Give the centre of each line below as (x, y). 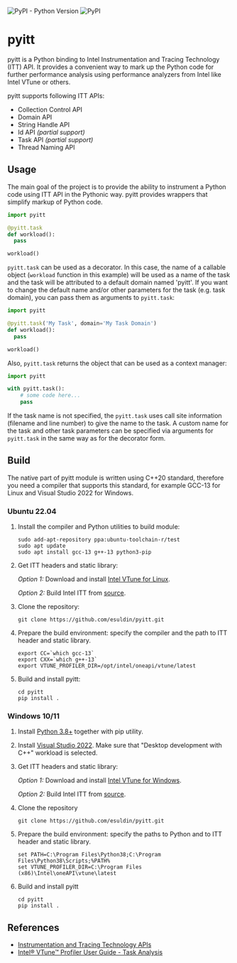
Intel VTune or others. (39, 82)
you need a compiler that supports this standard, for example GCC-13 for (114, 485)
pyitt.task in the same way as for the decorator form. (87, 438)
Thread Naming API (46, 147)
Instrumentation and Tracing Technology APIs (84, 945)
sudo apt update (42, 546)
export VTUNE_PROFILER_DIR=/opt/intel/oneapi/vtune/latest (107, 666)
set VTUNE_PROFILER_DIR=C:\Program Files (79, 867)
